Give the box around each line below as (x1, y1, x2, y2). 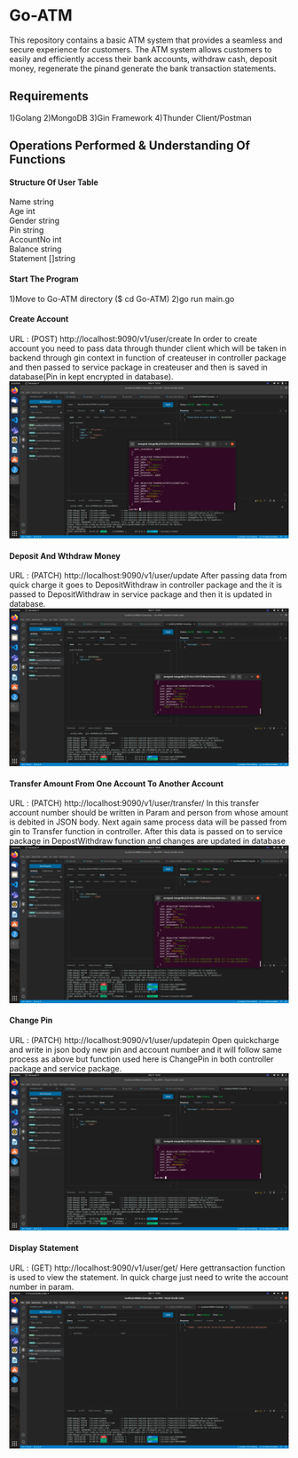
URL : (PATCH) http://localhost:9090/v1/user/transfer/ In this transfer (9, 798, 260, 809)
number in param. (9, 1281, 74, 1292)
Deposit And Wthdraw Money (9, 550, 122, 561)
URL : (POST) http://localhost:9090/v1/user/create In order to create (9, 333, 257, 344)
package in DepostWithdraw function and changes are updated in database (9, 836, 286, 847)
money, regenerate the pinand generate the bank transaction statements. (9, 63, 277, 74)
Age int (9, 206, 35, 217)
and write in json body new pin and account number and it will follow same (9, 1044, 282, 1055)
